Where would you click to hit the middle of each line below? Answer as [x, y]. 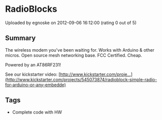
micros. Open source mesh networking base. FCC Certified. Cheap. [74, 55]
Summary [20, 38]
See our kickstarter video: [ [33, 74]
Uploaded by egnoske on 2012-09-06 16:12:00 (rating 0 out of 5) [71, 23]
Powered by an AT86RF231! [33, 64]
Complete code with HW [37, 112]
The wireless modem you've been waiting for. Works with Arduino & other [80, 50]
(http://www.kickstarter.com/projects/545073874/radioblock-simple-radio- [81, 79]
